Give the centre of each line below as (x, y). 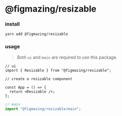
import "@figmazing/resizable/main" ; (43, 109)
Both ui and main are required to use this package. (67, 57)
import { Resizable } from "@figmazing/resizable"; (58, 70)
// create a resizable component (39, 79)
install (13, 24)
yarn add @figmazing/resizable (37, 34)
